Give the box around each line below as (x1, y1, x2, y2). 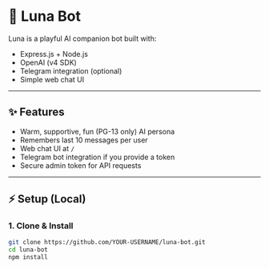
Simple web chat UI (19, 74, 85, 84)
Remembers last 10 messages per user (19, 135, 148, 145)
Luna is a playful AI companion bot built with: (8, 34, 157, 43)
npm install (8, 254, 48, 262)
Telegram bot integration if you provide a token (19, 152, 175, 162)
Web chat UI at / (19, 143, 74, 153)
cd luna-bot (8, 246, 48, 254)
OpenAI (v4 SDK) (19, 58, 78, 67)
